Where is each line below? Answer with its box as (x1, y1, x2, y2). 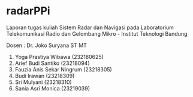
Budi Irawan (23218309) (14, 72, 75, 79)
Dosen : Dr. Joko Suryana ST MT (6, 42, 87, 49)
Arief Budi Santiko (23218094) (14, 60, 90, 67)
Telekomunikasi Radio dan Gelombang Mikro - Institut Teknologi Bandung (6, 30, 188, 37)
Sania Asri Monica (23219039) (14, 85, 90, 92)
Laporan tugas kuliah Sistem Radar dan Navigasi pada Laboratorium (6, 24, 174, 31)
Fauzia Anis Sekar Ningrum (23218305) (14, 65, 112, 73)
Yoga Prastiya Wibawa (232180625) (14, 53, 104, 60)
